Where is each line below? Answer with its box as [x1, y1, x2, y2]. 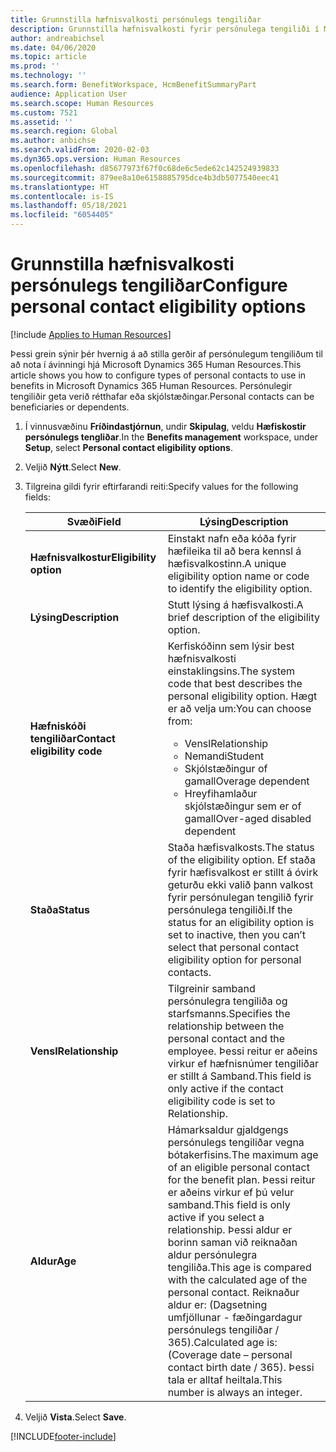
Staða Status [29, 902, 91, 916]
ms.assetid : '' [10, 117, 74, 127]
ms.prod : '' [10, 61, 60, 71]
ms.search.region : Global [10, 126, 118, 136]
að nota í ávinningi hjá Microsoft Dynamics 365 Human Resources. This [10, 358, 302, 370]
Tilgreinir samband [167, 981, 256, 995]
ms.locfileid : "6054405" [10, 210, 114, 220]
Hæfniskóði [29, 719, 87, 733]
